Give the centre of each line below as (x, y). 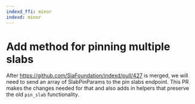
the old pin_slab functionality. (43, 94)
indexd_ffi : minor (29, 12)
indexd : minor (24, 17)
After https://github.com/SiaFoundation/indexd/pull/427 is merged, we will (97, 75)
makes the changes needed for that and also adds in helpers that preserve (98, 88)
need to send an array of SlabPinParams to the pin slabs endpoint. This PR (97, 82)
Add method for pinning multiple (88, 47)
